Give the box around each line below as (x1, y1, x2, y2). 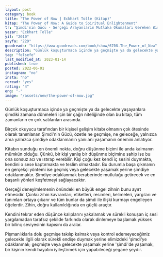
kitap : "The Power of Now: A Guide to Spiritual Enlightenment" (5, 20, 138, 26)
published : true (5, 61, 38, 66)
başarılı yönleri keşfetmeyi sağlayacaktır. (5, 177, 86, 183)
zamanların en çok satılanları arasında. (5, 117, 81, 123)
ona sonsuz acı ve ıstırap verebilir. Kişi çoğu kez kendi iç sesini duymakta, (5, 156, 153, 162)
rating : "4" (5, 84, 29, 89)
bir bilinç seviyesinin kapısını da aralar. (5, 222, 81, 228)
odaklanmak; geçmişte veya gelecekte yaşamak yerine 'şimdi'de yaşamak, (5, 241, 154, 247)
